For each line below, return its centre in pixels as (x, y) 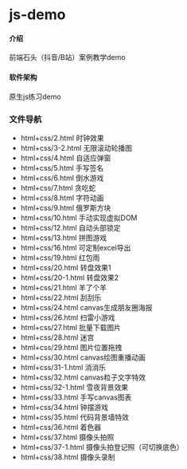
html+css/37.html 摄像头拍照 (67, 437)
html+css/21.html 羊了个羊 (64, 287)
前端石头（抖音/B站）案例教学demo (67, 57)
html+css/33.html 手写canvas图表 (76, 397)
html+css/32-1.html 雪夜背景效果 (74, 387)
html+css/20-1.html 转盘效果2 (69, 278)
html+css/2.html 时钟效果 (62, 138)
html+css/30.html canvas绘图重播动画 (83, 357)
